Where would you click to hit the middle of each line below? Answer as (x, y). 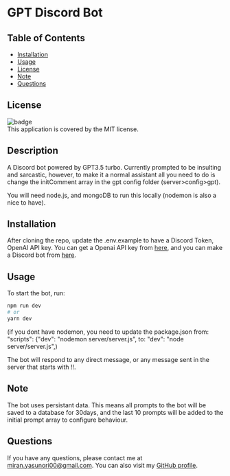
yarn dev (20, 319)
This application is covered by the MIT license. (73, 129)
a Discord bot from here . (42, 255)
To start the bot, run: (36, 293)
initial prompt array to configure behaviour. (68, 420)
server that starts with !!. (42, 367)
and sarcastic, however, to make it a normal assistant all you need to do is (111, 174)
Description (33, 151)
